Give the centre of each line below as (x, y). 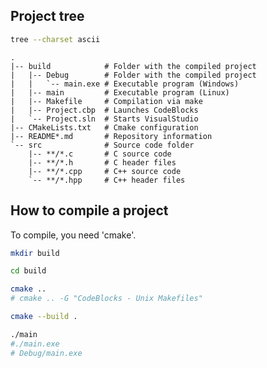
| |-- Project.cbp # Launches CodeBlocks (104, 110)
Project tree (47, 16)
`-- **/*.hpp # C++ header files (107, 180)
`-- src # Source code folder (102, 145)
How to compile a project (89, 210)
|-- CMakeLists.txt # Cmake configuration (104, 127)
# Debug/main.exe (46, 353)
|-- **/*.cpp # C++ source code (105, 171)
